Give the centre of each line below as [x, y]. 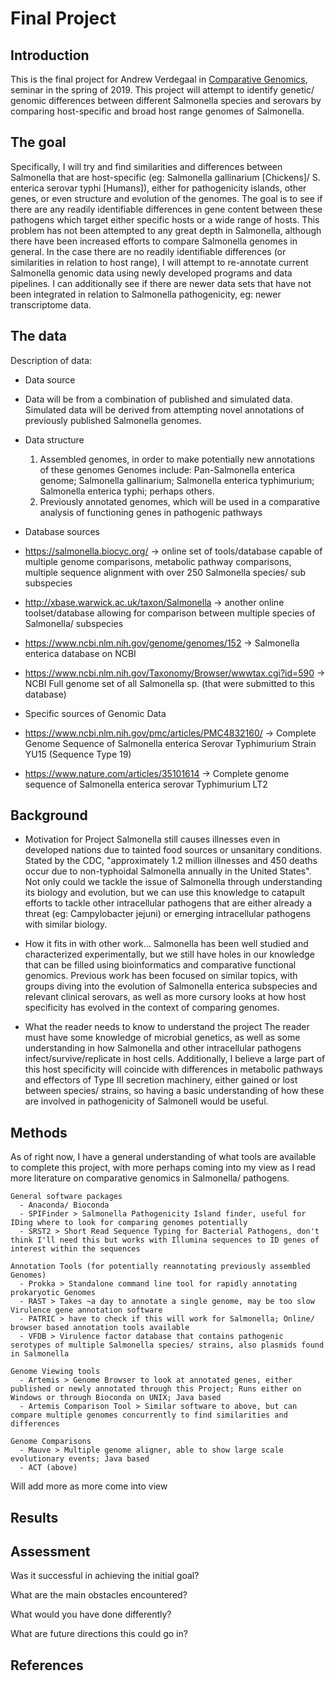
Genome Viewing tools [55, 1372]
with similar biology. [66, 924]
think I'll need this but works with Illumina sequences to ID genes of [165, 1240]
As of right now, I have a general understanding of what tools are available [163, 1157]
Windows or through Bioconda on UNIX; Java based [116, 1398]
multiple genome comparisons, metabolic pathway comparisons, [158, 561]
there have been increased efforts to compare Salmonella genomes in [154, 241]
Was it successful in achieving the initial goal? [105, 1576]
